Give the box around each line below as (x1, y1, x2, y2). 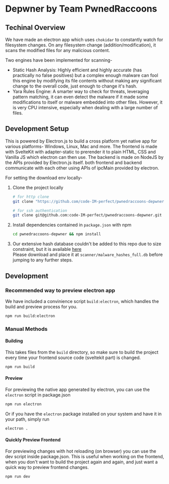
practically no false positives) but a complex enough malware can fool (12, 72, 158, 78)
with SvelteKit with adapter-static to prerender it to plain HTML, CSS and (5, 149, 156, 155)
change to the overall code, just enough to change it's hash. (12, 83, 138, 89)
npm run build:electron (5, 313, 55, 319)
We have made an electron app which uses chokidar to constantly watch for (5, 36, 163, 42)
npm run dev (5, 474, 30, 479)
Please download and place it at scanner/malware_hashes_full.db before (12, 251, 163, 258)
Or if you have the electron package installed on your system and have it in (5, 411, 162, 417)
